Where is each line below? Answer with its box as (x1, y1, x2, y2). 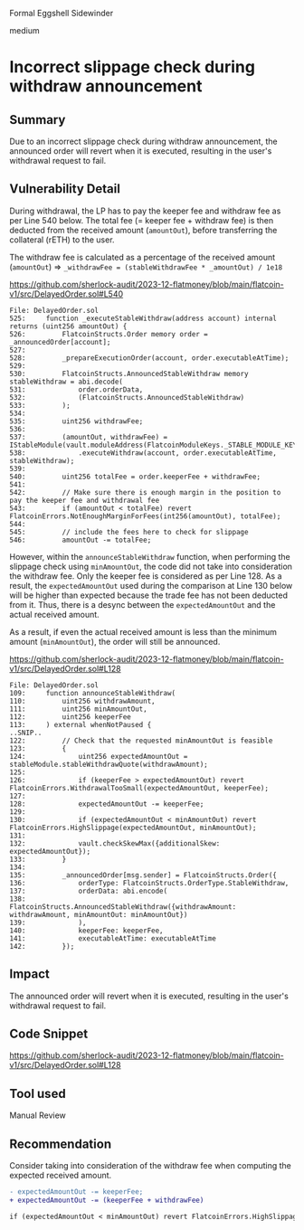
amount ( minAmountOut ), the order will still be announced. (9, 636, 221, 647)
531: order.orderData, (9, 384, 144, 394)
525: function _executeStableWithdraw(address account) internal (9, 314, 278, 323)
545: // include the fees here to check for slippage (9, 527, 249, 536)
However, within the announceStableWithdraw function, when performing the (9, 551, 291, 562)
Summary (9, 112, 66, 128)
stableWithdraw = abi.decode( (9, 377, 124, 386)
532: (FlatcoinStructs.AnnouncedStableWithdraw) (9, 393, 245, 402)
